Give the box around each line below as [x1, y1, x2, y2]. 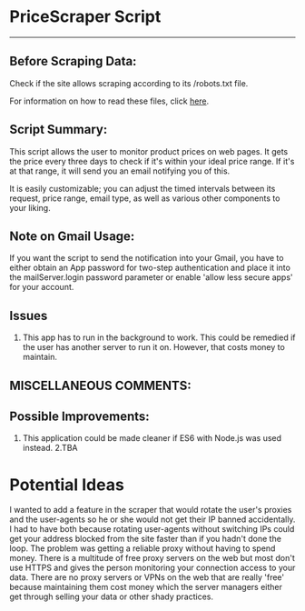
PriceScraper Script [9, 6, 162, 27]
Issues [9, 307, 48, 324]
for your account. [9, 282, 74, 293]
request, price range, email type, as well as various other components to [9, 193, 280, 204]
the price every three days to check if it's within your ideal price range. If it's [9, 155, 295, 166]
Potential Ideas [9, 475, 124, 495]
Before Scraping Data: [9, 54, 137, 69]
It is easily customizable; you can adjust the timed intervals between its [9, 183, 276, 194]
